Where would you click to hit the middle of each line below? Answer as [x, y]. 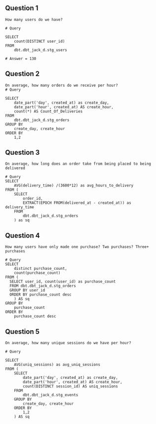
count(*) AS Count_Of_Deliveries [48, 111]
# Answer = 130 [21, 59]
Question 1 [22, 8]
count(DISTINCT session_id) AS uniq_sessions [71, 386]
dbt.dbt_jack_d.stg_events [51, 395]
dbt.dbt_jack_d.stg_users [41, 50]
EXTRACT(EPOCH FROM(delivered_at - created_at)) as [77, 203]
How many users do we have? [34, 19]
